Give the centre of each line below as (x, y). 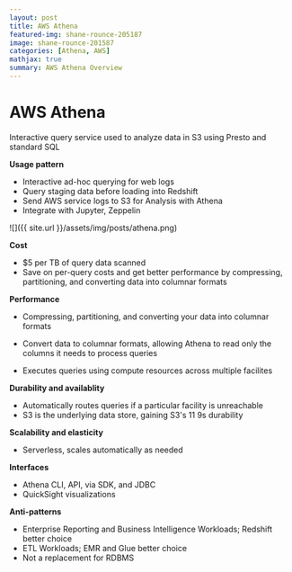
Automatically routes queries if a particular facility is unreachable (142, 405)
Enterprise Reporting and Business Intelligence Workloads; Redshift (147, 529)
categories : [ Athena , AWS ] (60, 51)
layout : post (34, 18)
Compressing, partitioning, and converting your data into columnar (146, 317)
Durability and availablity (57, 388)
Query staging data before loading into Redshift (110, 191)
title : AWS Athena (44, 26)
